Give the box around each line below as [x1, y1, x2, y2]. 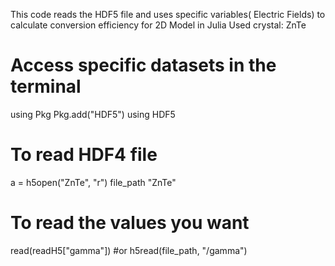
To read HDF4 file [10, 144, 158, 166]
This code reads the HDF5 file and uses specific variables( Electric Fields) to [10, 9, 326, 20]
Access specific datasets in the [10, 54, 277, 77]
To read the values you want [10, 212, 250, 234]
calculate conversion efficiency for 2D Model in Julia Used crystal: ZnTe [10, 19, 307, 31]
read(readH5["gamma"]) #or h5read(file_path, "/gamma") [10, 244, 248, 256]
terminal [10, 75, 82, 98]
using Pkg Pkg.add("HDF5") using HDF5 [10, 108, 176, 120]
